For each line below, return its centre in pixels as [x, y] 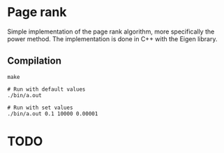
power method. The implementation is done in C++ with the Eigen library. [112, 38]
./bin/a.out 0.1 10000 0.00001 [53, 114]
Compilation [34, 61]
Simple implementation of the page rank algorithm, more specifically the [111, 31]
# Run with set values [40, 108]
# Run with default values [46, 89]
